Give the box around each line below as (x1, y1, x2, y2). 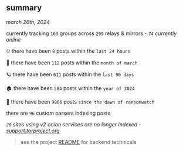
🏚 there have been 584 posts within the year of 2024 (6, 84, 135, 91)
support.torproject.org (6, 127, 60, 134)
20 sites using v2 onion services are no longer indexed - (6, 121, 141, 128)
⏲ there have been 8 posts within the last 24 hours (6, 47, 131, 54)
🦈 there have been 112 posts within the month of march (6, 59, 138, 66)
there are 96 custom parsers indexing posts (6, 109, 111, 116)
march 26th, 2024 (6, 18, 50, 25)
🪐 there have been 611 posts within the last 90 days (6, 71, 134, 78)
